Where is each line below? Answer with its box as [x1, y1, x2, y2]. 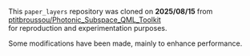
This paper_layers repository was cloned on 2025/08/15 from [8, 7, 213, 16]
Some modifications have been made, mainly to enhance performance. [8, 39, 243, 48]
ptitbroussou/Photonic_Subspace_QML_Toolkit [8, 15, 162, 24]
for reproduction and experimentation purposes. [8, 24, 167, 32]
